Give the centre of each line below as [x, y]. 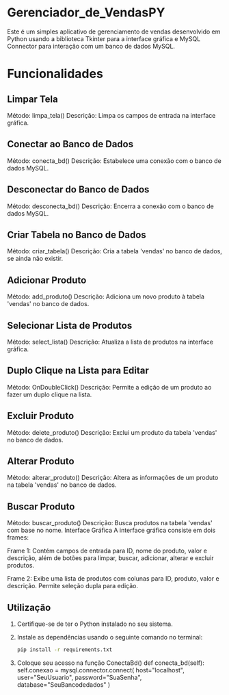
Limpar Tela [32, 99]
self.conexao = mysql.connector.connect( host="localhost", [100, 670]
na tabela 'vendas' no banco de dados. [62, 485]
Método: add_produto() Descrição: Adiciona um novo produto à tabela [106, 296]
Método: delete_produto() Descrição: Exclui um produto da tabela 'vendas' [112, 432]
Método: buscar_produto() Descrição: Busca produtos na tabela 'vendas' [110, 523]
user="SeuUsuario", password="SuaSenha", [79, 677]
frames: [18, 538]
